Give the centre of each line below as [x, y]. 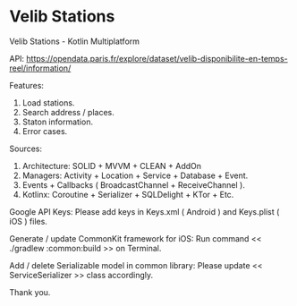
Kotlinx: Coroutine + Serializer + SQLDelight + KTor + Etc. [128, 194]
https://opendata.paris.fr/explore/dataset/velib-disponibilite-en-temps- [157, 58]
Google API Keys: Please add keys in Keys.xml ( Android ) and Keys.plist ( [144, 211]
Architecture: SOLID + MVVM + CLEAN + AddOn [112, 166]
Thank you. [30, 292]
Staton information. [58, 122]
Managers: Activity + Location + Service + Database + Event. [135, 175]
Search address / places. [68, 112]
